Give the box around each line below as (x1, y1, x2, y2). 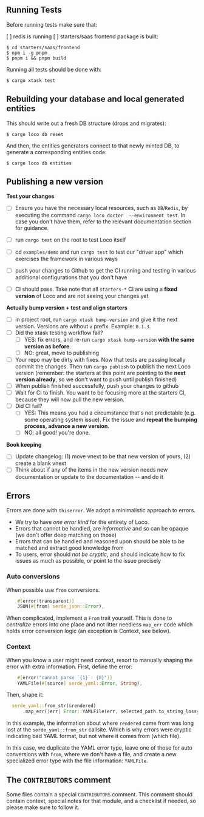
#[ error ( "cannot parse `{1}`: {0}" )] (17, 674, 113, 680)
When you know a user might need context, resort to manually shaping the (6, 656, 193, 663)
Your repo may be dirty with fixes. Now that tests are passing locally (15, 356, 186, 363)
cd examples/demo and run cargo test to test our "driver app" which (15, 248, 183, 256)
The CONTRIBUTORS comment (6, 775, 111, 785)
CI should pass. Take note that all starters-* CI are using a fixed (15, 285, 178, 293)
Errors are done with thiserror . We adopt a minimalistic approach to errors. (6, 507, 195, 514)
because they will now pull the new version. (15, 396, 124, 403)
